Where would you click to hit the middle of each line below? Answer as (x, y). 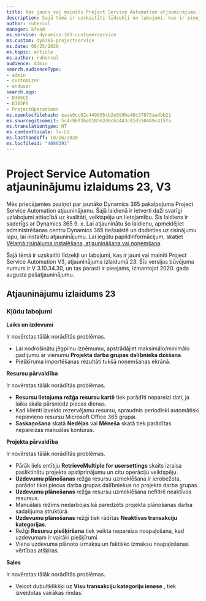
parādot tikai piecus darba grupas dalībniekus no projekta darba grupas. (107, 485)
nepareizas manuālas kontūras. (55, 430)
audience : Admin (27, 63)
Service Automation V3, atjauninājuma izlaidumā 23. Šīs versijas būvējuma (100, 261)
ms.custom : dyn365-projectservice (51, 41)
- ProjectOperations (33, 109)
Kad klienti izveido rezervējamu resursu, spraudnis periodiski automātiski (107, 410)
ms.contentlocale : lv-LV (38, 132)
